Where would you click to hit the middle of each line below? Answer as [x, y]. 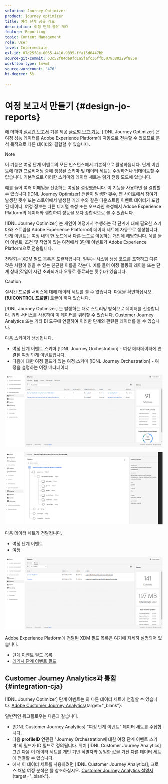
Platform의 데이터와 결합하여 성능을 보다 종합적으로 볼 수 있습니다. [70, 212]
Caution [13, 281]
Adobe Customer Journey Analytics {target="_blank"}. [67, 705]
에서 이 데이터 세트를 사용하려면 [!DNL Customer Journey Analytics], [81, 764]
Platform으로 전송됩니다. [29, 248]
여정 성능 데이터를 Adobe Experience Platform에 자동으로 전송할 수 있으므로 [80, 138]
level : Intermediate [27, 48]
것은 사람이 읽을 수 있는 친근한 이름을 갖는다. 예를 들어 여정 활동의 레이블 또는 [80, 265]
